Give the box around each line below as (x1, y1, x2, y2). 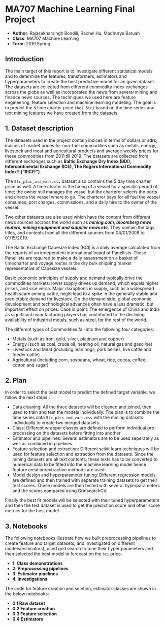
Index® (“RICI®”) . (5, 168, 41, 174)
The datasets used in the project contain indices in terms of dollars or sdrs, (5, 137, 158, 143)
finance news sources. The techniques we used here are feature (5, 94, 136, 100)
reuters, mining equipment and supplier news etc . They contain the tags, (5, 224, 156, 230)
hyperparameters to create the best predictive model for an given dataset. (5, 78, 156, 84)
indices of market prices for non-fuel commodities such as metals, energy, (5, 142, 157, 148)
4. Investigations (12, 576, 48, 582)
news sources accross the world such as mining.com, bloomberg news (5, 219, 152, 225)
